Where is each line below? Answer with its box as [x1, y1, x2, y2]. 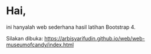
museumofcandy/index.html [6, 41, 74, 48]
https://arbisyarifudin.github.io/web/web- [44, 35, 146, 42]
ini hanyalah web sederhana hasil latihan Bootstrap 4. [6, 23, 136, 31]
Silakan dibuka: [6, 35, 43, 42]
